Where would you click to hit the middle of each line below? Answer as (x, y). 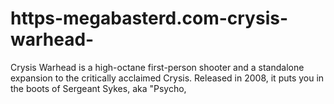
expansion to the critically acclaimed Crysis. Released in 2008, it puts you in (167, 78)
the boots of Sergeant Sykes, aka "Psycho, (98, 88)
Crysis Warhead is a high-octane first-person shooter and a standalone (157, 67)
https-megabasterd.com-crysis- (149, 18)
